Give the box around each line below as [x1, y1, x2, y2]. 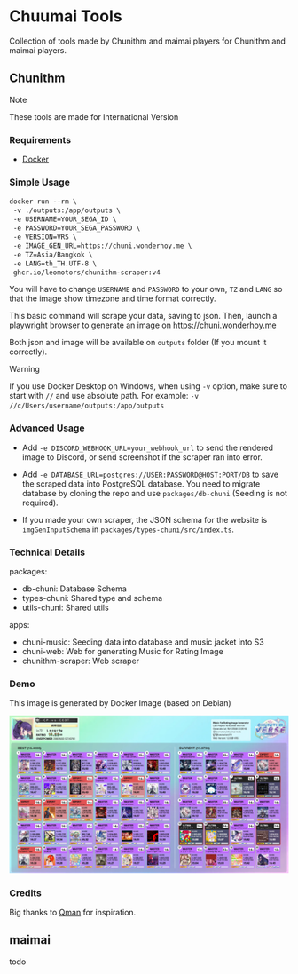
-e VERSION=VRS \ [12, 233, 77, 242]
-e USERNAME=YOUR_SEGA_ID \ [12, 215, 117, 224]
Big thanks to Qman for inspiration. [9, 907, 137, 918]
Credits [9, 886, 42, 899]
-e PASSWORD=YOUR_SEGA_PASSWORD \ [12, 224, 141, 233]
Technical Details [9, 546, 86, 558]
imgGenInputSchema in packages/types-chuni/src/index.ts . [21, 524, 235, 535]
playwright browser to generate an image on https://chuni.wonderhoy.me [9, 320, 277, 330]
